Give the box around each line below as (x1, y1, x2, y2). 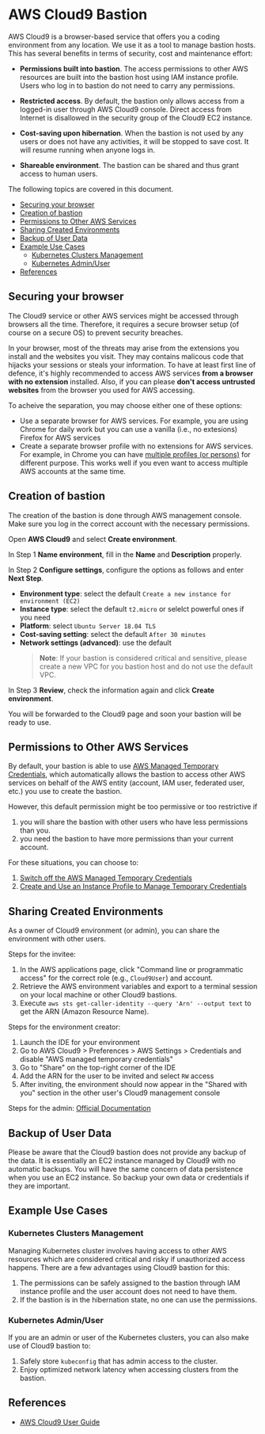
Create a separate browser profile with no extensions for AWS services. (19, 441, 253, 451)
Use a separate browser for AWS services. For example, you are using (19, 416, 249, 425)
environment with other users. (8, 934, 107, 944)
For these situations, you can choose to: (8, 858, 139, 868)
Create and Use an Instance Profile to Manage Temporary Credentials (19, 882, 248, 891)
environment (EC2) (19, 597, 81, 605)
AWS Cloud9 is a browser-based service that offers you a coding (8, 32, 220, 41)
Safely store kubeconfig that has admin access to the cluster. (19, 1356, 218, 1366)
